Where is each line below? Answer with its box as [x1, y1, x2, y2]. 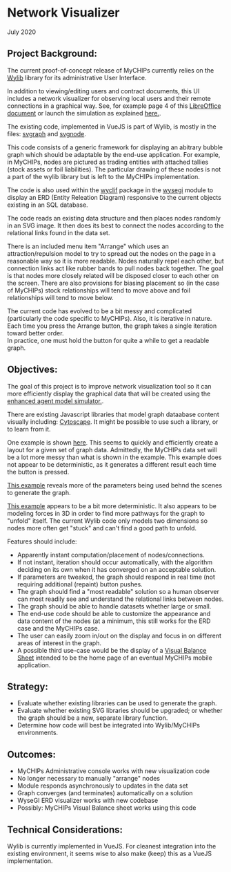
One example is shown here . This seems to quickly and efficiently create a [7, 438, 219, 447]
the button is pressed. [7, 467, 70, 476]
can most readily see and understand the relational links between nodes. [17, 595, 224, 603]
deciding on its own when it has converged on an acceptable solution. [17, 565, 217, 573]
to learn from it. [7, 425, 51, 433]
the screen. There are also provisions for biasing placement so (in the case [7, 279, 220, 287]
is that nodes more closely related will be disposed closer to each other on [7, 271, 219, 279]
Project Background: [7, 48, 98, 59]
